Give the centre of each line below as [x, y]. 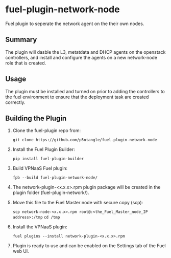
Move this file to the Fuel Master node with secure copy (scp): [78, 203]
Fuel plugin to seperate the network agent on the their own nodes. [75, 24]
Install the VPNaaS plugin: [40, 227]
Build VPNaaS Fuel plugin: [40, 168]
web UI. [21, 251]
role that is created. [26, 63]
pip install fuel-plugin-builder [48, 159]
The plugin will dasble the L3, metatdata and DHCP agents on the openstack [86, 52]
